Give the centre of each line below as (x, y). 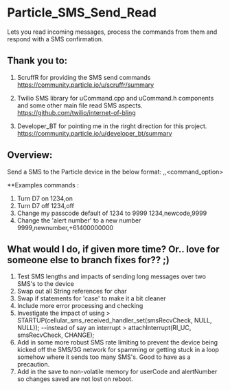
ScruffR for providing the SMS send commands (84, 77)
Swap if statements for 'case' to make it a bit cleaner (91, 298)
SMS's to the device (45, 284)
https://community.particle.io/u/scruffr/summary (85, 85)
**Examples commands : (43, 185)
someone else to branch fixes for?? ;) (88, 260)
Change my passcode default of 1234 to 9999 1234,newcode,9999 (112, 213)
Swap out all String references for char (72, 291)
